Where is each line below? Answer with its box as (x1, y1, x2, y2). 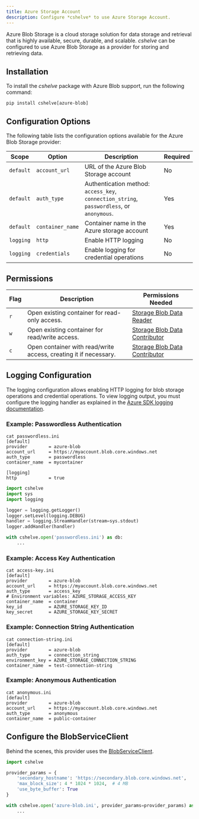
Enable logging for (84, 246, 136, 254)
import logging (6, 496, 44, 502)
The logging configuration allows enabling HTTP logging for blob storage (6, 386, 185, 393)
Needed (149, 298, 173, 307)
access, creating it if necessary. (27, 350, 116, 358)
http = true (6, 475, 65, 481)
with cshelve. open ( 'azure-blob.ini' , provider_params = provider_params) (6, 802, 187, 808)
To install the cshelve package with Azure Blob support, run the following (6, 83, 185, 90)
